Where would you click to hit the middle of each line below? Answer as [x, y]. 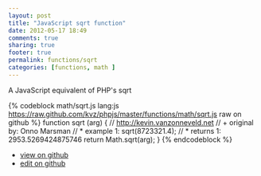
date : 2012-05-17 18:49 [48, 30]
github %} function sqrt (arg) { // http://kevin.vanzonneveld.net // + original [131, 122]
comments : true [33, 38]
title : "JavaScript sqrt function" [67, 23]
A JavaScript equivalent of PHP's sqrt [70, 90]
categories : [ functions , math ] [62, 68]
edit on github [43, 163]
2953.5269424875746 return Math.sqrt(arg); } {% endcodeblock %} [121, 139]
